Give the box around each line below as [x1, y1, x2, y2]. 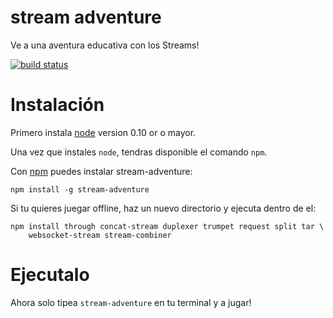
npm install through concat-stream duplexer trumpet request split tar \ [10, 221, 325, 231]
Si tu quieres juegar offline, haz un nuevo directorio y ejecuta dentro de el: [10, 202, 317, 214]
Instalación [10, 94, 105, 116]
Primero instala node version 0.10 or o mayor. [10, 126, 197, 138]
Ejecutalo [10, 264, 90, 286]
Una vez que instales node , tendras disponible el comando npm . [10, 146, 268, 158]
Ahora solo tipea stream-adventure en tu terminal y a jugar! [10, 296, 252, 308]
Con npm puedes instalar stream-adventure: [10, 165, 193, 177]
